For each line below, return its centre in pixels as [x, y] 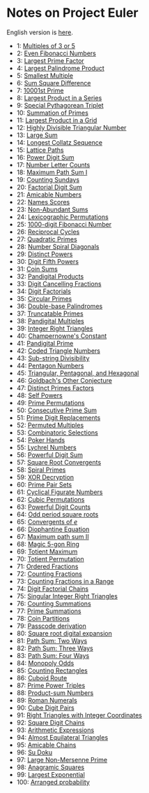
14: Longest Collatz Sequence [59, 142]
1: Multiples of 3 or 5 [46, 45]
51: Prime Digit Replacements [58, 417]
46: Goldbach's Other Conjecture [64, 380]
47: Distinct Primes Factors [55, 388]
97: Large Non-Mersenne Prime [62, 759]
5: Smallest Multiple [45, 76]
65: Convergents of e [47, 521]
